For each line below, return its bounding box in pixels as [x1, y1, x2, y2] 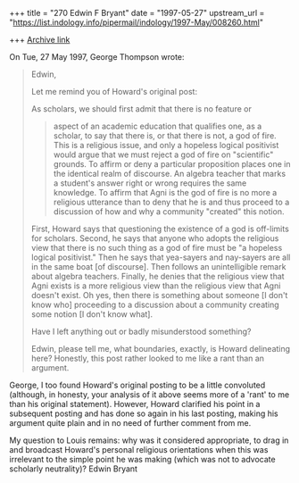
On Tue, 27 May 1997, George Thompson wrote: [9, 52, 185, 62]
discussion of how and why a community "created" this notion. [53, 206, 285, 217]
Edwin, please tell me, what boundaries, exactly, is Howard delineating [30, 344, 291, 354]
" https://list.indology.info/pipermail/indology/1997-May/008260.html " [9, 17, 263, 28]
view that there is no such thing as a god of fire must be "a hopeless [30, 243, 283, 253]
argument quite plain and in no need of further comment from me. [9, 418, 252, 428]
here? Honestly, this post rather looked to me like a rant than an [30, 353, 265, 363]
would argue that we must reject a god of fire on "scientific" [53, 149, 274, 160]
